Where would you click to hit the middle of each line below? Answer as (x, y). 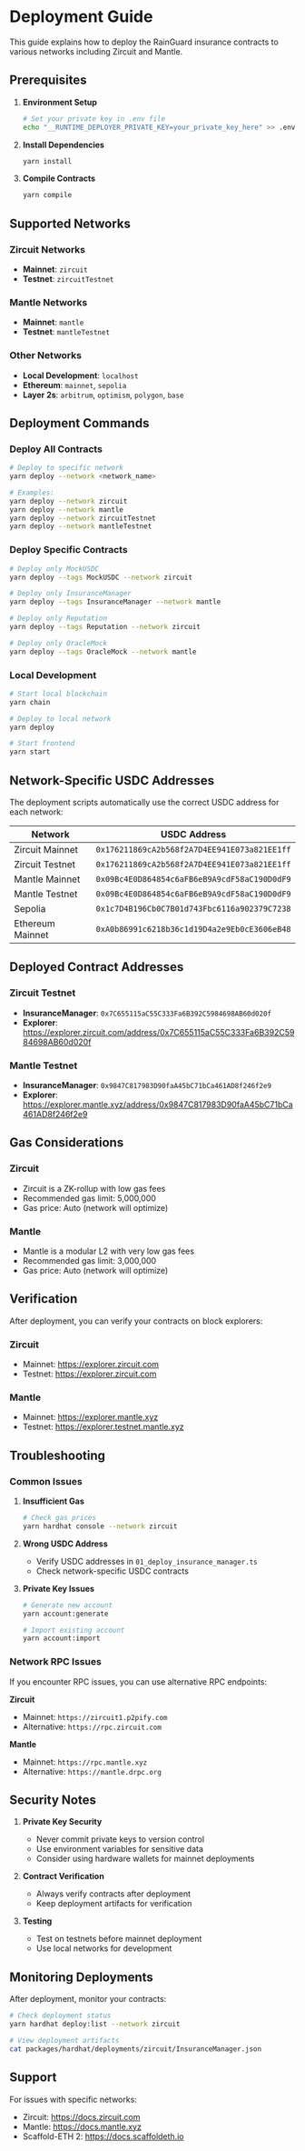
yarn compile (47, 195)
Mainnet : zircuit (55, 269)
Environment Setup (60, 102)
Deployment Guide (81, 17)
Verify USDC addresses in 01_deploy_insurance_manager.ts (147, 1561)
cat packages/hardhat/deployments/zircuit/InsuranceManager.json (135, 2049)
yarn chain (30, 702)
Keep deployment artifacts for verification (114, 1904)
